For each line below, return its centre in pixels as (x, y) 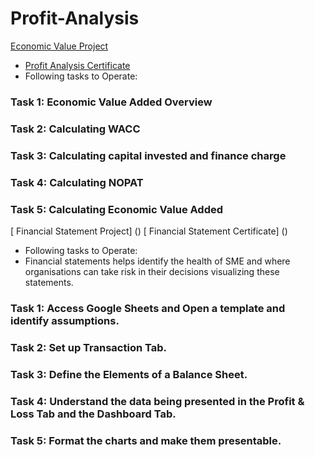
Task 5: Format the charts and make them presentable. (146, 440)
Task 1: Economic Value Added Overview (111, 102)
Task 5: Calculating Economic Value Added (117, 209)
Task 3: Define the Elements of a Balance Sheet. (129, 374)
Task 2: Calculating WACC (75, 129)
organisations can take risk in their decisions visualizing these (152, 271)
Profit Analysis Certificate (77, 65)
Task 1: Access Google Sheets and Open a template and (148, 308)
